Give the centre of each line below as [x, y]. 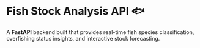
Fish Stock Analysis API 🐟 [76, 11]
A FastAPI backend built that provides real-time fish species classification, [100, 32]
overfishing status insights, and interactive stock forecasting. [83, 38]
